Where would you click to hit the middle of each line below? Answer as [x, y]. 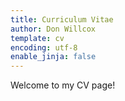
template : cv [37, 38]
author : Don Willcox [53, 29]
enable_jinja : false [53, 57]
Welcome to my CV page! [63, 85]
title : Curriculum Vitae [62, 19]
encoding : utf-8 [44, 47]
